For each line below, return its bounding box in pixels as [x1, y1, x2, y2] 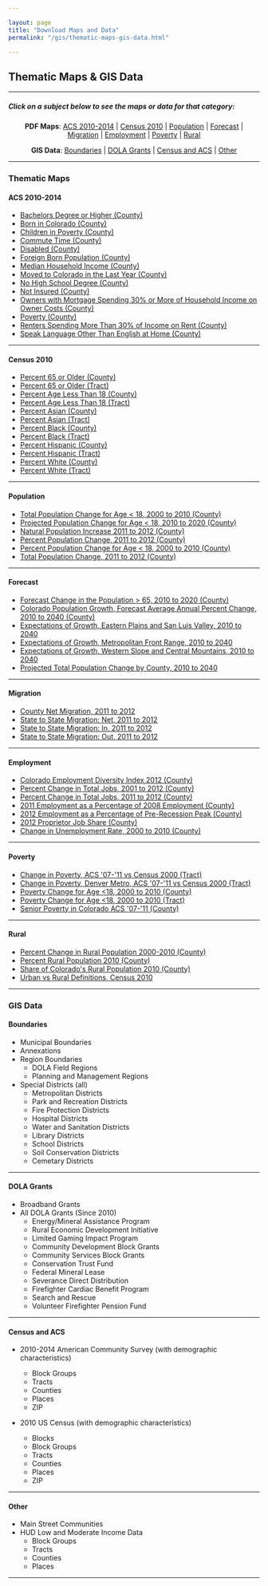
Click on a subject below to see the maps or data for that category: [8, 101, 235, 111]
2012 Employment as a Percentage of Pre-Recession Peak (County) [19, 809, 242, 819]
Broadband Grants [19, 1200, 81, 1209]
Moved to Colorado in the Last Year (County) [19, 270, 167, 279]
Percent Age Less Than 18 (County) [19, 389, 137, 399]
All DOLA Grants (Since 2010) [19, 1208, 117, 1217]
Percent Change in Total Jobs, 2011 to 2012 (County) [19, 792, 193, 802]
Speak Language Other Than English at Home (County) [19, 329, 202, 339]
